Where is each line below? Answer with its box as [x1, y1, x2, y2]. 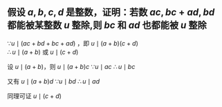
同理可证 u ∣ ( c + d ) [7, 92, 62, 100]
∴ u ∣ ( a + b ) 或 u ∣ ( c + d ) [7, 48, 79, 56]
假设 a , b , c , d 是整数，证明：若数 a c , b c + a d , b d [7, 6, 215, 19]
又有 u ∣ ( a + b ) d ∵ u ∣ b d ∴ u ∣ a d [7, 77, 100, 85]
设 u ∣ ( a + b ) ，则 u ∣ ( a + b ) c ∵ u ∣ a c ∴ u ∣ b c [7, 62, 136, 70]
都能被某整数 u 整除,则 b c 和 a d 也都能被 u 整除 [7, 19, 207, 31]
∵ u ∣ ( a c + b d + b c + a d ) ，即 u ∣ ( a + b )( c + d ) [7, 39, 138, 47]
